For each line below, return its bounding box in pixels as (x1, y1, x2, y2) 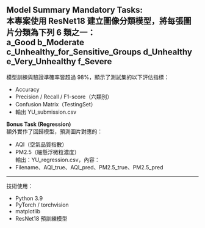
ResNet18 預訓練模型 (15, 215, 68, 222)
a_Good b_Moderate (6, 37, 84, 48)
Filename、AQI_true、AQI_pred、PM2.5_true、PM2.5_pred (15, 163, 164, 171)
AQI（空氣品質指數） (15, 141, 68, 148)
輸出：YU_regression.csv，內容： (15, 156, 100, 163)
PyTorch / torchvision (15, 201, 69, 208)
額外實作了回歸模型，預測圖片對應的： (6, 128, 103, 135)
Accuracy (15, 86, 40, 93)
